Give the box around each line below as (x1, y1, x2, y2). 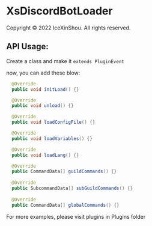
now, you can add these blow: (6, 69, 81, 76)
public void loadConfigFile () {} (11, 119, 96, 126)
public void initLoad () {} (11, 86, 79, 93)
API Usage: (6, 41, 49, 52)
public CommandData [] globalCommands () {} (11, 202, 120, 208)
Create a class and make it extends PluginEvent (6, 57, 124, 64)
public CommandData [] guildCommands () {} (11, 168, 117, 175)
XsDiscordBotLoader (6, 4, 113, 18)
